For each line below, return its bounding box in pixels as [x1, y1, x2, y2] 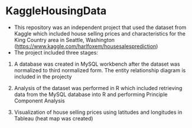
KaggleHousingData [5, 4, 107, 18]
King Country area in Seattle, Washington [14, 36, 115, 43]
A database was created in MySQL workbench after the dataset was [14, 60, 181, 68]
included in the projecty [14, 73, 72, 80]
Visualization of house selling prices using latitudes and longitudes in [14, 108, 183, 116]
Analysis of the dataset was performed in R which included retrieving [14, 84, 183, 91]
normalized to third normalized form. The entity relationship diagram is [14, 66, 186, 73]
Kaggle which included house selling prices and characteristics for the [14, 30, 186, 37]
